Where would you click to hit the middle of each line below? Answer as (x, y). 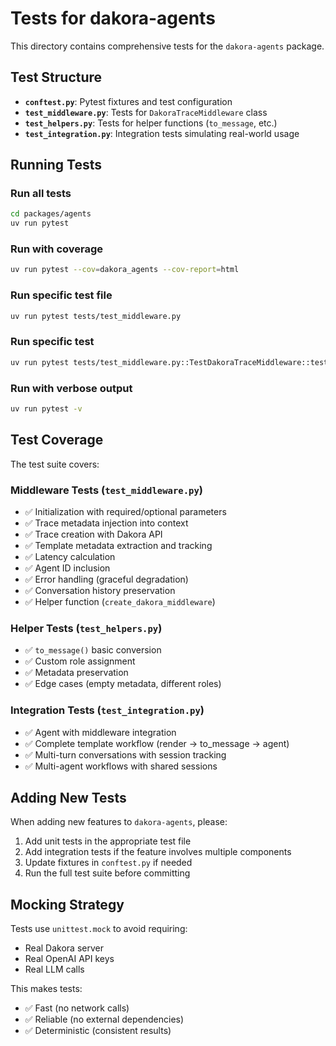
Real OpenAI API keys (69, 959)
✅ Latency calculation (70, 556)
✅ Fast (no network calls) (77, 1008)
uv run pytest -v (46, 409)
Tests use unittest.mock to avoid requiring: (99, 929)
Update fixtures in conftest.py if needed (108, 863)
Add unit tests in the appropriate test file (108, 841)
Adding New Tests (68, 797)
